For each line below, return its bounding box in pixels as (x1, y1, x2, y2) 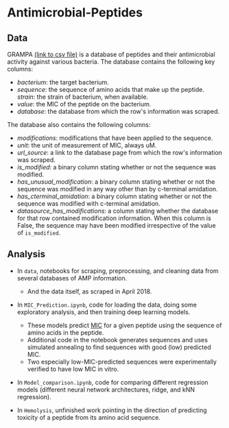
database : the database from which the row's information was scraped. (16, 108, 220, 115)
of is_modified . (16, 228, 61, 237)
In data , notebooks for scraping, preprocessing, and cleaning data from (16, 266, 219, 275)
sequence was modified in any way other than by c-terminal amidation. (16, 185, 218, 193)
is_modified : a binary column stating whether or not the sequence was (16, 163, 217, 171)
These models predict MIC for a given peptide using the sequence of (27, 321, 222, 329)
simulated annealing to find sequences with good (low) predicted (27, 343, 211, 351)
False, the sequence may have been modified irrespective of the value (16, 222, 216, 229)
